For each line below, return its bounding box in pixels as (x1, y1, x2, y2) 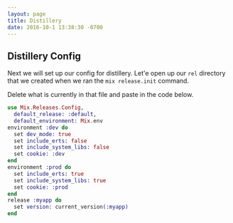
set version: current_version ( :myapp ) (13, 204, 129, 211)
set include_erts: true (13, 170, 84, 177)
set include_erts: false (13, 137, 87, 145)
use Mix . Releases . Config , (7, 104, 84, 111)
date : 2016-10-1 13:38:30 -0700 (7, 24, 103, 31)
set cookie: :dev (13, 150, 65, 157)
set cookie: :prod (13, 183, 69, 191)
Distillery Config (7, 50, 82, 62)
